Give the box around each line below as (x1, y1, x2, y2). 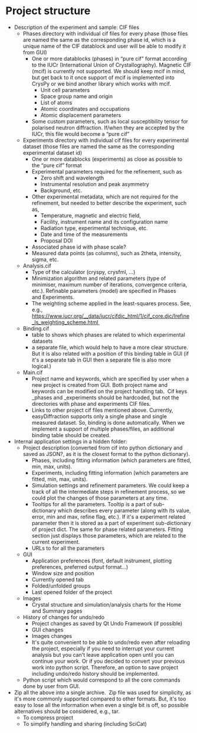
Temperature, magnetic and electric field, (40, 211, 141, 219)
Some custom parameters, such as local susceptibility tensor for (31, 118, 188, 125)
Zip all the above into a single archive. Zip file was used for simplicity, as (14, 689, 192, 696)
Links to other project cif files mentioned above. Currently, (31, 406, 173, 413)
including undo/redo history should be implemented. (31, 670, 159, 677)
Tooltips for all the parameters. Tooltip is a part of (31, 500, 152, 507)
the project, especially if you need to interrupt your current (31, 645, 175, 652)
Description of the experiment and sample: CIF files (14, 24, 140, 31)
